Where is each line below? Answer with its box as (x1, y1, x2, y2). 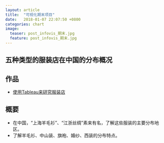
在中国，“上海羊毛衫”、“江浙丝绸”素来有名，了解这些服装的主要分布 (12, 120, 155, 126)
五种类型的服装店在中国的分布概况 (5, 56, 113, 64)
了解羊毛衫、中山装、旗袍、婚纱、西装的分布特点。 (12, 132, 120, 138)
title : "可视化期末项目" (5, 12, 55, 17)
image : (5, 26, 19, 31)
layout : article (5, 7, 40, 13)
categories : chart (5, 21, 44, 27)
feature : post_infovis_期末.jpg (10, 36, 77, 41)
